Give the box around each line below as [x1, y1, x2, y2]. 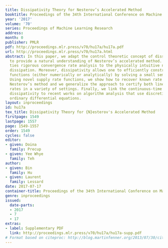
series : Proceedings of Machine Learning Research [5, 26, 113, 31]
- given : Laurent [5, 174, 41, 180]
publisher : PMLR [5, 40, 39, 45]
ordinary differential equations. [9, 95, 81, 100]
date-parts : [9, 202, 35, 207]
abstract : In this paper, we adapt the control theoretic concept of [5, 53, 153, 59]
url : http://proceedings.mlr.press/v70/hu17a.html [5, 49, 113, 54]
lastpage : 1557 [5, 118, 37, 124]
